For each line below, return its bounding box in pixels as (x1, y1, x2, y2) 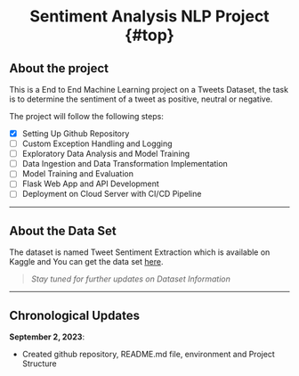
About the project (9, 61, 109, 76)
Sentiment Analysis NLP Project (29, 6, 270, 27)
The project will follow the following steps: (9, 111, 165, 121)
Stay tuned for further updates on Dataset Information (30, 274, 231, 284)
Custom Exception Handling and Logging (21, 138, 173, 149)
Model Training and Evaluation (21, 168, 133, 179)
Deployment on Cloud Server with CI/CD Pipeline (21, 189, 202, 200)
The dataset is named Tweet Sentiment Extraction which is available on (9, 247, 271, 257)
